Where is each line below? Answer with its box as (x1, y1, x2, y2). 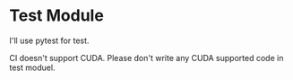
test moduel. (9, 62, 56, 73)
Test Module (9, 5, 105, 26)
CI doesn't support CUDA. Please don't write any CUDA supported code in (9, 52, 284, 63)
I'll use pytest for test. (9, 35, 90, 46)
